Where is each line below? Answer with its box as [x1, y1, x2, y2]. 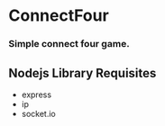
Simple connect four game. [8, 38, 130, 50]
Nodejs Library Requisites [8, 65, 157, 81]
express [21, 89, 51, 100]
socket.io [21, 108, 56, 119]
